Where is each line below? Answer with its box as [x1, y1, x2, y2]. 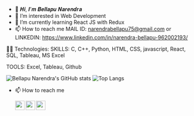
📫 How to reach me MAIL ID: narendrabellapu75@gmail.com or [14, 26, 172, 32]
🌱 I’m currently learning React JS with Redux [14, 18, 125, 26]
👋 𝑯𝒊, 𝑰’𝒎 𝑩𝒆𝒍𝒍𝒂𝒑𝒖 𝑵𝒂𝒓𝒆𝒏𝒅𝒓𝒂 [14, 6, 82, 12]
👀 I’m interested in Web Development [14, 12, 106, 19]
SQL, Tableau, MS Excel [6, 52, 65, 59]
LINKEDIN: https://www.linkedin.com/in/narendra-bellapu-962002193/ [14, 34, 188, 41]
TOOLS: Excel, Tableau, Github [6, 63, 82, 70]
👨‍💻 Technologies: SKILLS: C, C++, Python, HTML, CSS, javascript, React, [6, 45, 186, 52]
